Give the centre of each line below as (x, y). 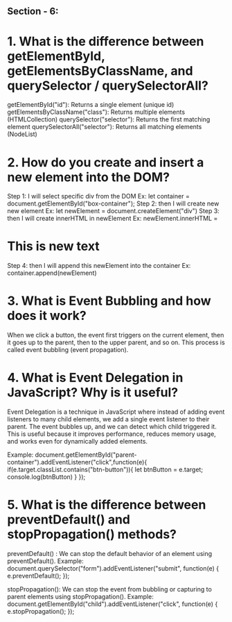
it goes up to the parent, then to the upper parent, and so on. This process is (116, 342)
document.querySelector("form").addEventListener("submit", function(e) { (113, 569)
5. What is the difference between (107, 505)
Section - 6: (33, 11)
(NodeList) (23, 134)
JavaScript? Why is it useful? (93, 393)
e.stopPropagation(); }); (41, 612)
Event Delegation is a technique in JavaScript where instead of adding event (116, 412)
